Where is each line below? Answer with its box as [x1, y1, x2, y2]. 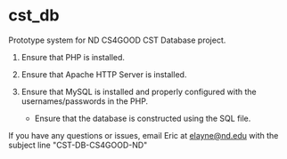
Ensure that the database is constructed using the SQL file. [34, 113, 251, 123]
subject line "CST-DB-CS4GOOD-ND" [8, 139, 148, 150]
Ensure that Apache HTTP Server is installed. [20, 68, 187, 80]
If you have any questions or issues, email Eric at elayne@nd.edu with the [8, 130, 279, 140]
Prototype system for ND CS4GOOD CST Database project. [8, 35, 226, 45]
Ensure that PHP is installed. [20, 52, 126, 62]
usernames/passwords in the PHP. [20, 95, 149, 107]
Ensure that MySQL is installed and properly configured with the [20, 86, 257, 97]
